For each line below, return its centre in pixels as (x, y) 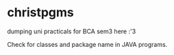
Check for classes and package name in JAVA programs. (87, 44)
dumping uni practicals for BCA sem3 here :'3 (72, 31)
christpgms (40, 13)
